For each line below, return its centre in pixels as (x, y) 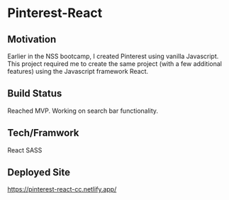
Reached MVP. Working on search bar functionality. (83, 111)
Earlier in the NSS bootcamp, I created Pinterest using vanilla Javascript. (113, 56)
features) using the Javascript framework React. (78, 71)
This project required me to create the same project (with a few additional (114, 64)
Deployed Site (39, 173)
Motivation (32, 39)
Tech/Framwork (43, 133)
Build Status (35, 94)
